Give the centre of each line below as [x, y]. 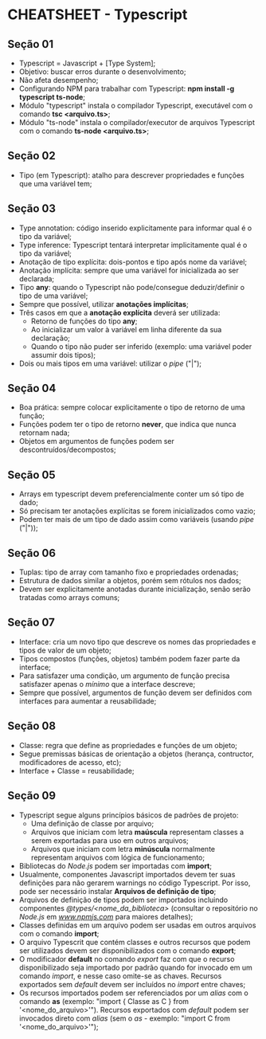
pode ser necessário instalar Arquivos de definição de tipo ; [117, 891]
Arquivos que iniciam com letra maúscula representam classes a [137, 832]
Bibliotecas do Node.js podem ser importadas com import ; [115, 865]
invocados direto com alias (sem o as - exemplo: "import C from [124, 1018]
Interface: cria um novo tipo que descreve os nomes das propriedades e [137, 641]
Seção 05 [32, 474]
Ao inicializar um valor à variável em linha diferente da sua [126, 329]
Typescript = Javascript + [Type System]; [87, 63]
